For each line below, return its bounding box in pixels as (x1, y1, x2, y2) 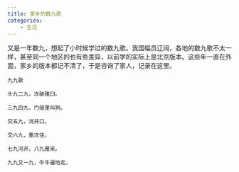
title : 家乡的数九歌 (7, 10, 62, 18)
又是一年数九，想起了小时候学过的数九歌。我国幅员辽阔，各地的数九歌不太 (7, 44, 225, 52)
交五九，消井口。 (7, 118, 51, 125)
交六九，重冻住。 (7, 132, 51, 139)
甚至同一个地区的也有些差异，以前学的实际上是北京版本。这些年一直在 (19, 52, 225, 61)
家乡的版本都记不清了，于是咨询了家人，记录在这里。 (19, 62, 176, 70)
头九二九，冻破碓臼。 (7, 91, 60, 98)
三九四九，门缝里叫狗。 (7, 104, 66, 112)
